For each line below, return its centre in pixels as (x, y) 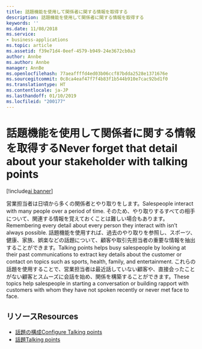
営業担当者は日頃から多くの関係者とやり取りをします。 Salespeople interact (100, 203)
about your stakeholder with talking (97, 161)
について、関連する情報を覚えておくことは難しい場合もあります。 (87, 218)
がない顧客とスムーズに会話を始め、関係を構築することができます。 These (98, 276)
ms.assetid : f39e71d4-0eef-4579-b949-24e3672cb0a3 (71, 51)
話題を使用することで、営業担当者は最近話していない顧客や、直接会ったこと (101, 269)
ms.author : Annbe (28, 62)
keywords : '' (23, 23)
